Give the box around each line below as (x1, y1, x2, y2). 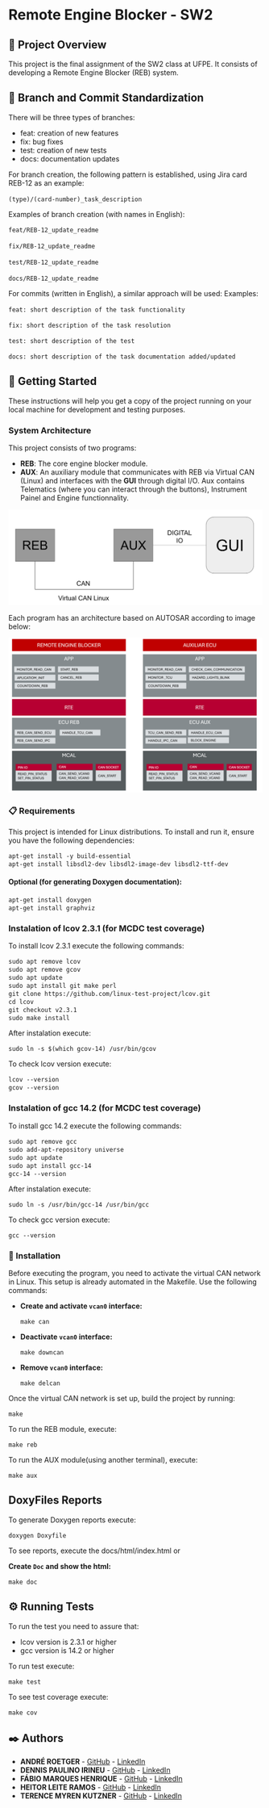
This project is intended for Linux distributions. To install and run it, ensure (8, 827, 255, 836)
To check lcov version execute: (8, 1059, 112, 1069)
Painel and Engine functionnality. (19, 492, 129, 502)
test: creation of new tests (19, 145, 107, 155)
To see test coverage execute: (8, 1692, 109, 1701)
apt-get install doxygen (8, 896, 92, 905)
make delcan (19, 1379, 60, 1387)
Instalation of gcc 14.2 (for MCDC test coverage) (8, 1103, 201, 1114)
